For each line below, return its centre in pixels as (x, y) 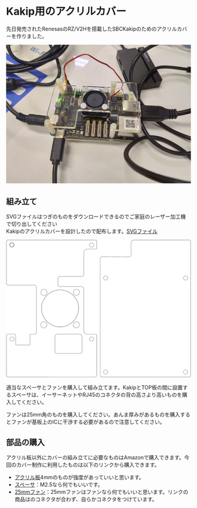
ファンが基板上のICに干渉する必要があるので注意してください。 (88, 422)
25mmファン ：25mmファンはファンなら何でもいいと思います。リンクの (101, 492)
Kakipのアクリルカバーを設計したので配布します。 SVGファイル (82, 231)
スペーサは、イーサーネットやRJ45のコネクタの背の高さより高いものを (96, 395)
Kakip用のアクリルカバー (66, 11)
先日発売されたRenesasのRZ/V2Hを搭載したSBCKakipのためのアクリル (91, 29)
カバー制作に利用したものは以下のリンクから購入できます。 (88, 465)
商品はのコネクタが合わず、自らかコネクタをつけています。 (86, 499)
